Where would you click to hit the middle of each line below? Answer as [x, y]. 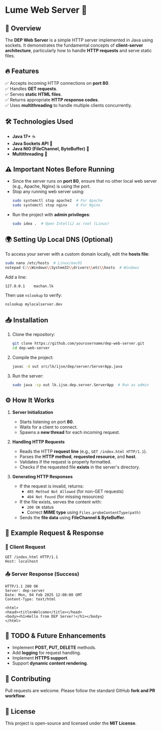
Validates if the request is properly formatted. [65, 462]
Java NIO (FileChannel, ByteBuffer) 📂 [51, 149]
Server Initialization [33, 412]
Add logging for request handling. [47, 653]
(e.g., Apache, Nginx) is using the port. [51, 186]
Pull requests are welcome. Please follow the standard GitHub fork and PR [80, 691]
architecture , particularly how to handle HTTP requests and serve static [79, 50]
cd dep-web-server [31, 348]
